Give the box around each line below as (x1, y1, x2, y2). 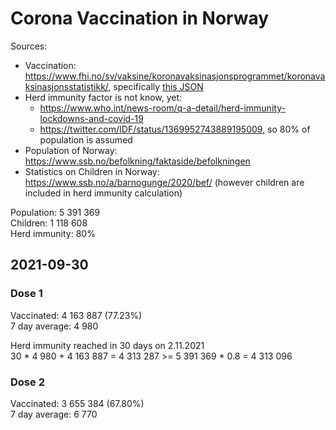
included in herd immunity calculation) (24, 187, 183, 199)
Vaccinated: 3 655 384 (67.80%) (10, 397, 145, 409)
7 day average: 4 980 (10, 320, 99, 332)
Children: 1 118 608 (10, 217, 88, 229)
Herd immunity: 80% (10, 227, 96, 239)
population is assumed (39, 133, 133, 146)
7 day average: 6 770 (10, 408, 98, 420)
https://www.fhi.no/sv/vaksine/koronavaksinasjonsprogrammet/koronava (24, 70, 326, 82)
